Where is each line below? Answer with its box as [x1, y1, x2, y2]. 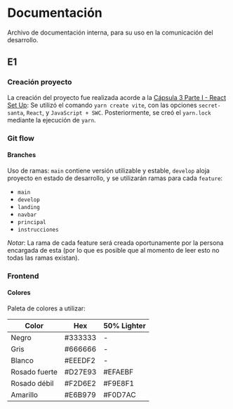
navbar [17, 211, 37, 218]
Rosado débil [11, 378, 54, 388]
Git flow [7, 133, 35, 143]
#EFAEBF [102, 367, 134, 377]
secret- [199, 102, 221, 109]
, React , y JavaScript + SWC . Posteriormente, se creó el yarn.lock [22, 108, 212, 117]
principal [17, 218, 47, 226]
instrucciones [17, 226, 59, 233]
